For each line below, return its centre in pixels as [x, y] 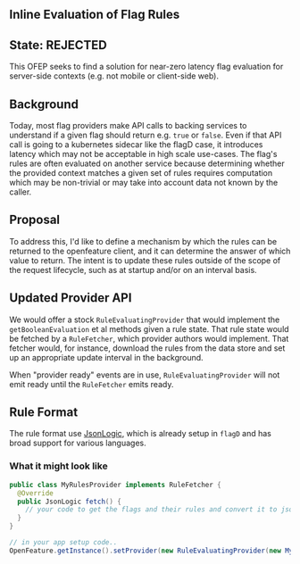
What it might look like [59, 466]
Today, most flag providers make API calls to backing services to [128, 126]
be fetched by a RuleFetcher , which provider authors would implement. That [149, 338]
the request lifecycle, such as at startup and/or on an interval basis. [133, 270]
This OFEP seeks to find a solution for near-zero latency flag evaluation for [146, 67]
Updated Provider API [71, 298]
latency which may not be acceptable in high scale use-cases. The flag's [143, 154]
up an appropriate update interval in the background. [106, 357]
